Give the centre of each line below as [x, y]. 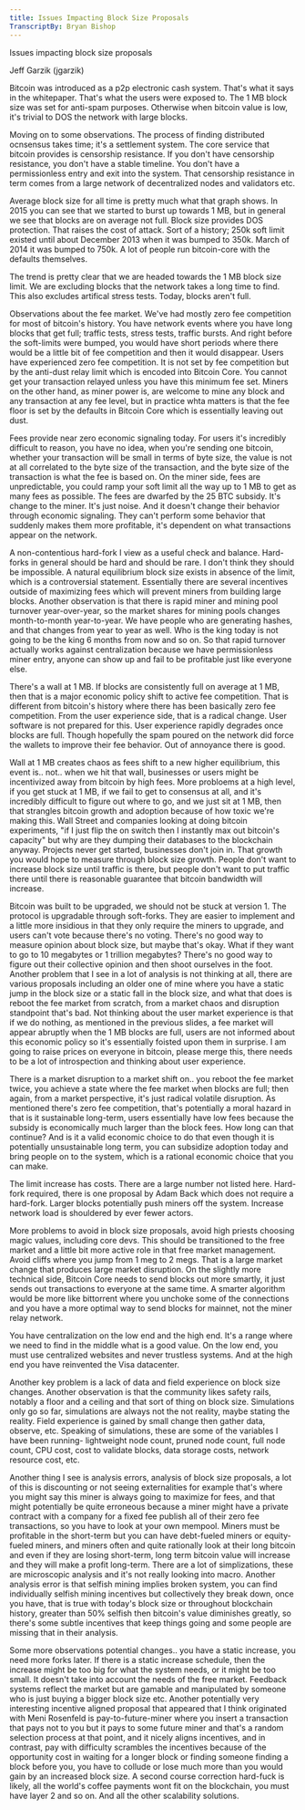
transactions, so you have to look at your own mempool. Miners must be [145, 1525]
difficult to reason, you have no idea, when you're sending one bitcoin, [142, 447]
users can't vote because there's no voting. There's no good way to [137, 935]
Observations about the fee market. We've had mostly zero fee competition [150, 313]
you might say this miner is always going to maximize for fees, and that [142, 1496]
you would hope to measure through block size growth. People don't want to [153, 859]
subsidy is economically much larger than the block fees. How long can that [152, 1127]
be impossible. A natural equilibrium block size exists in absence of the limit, [152, 572]
